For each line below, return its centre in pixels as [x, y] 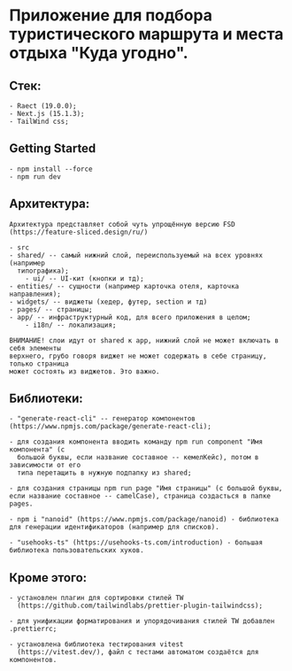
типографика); [43, 271]
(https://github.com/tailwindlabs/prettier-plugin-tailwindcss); [140, 606]
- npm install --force [51, 169]
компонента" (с [37, 450]
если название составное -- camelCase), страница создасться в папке [140, 497]
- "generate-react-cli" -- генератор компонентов [103, 419]
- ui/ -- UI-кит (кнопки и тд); [85, 278]
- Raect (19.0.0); [43, 106]
